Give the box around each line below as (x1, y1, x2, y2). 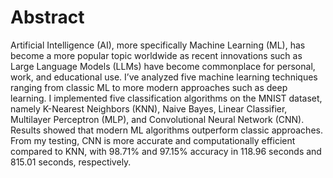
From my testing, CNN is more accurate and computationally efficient (10, 134, 296, 146)
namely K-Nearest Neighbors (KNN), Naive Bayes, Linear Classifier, (10, 102, 288, 115)
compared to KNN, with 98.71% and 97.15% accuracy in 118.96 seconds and (10, 145, 322, 157)
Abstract (10, 6, 85, 29)
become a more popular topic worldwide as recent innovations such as (10, 49, 303, 61)
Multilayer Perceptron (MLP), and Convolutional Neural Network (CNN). (10, 113, 305, 125)
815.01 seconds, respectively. (10, 156, 132, 168)
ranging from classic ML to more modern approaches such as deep (10, 81, 288, 93)
